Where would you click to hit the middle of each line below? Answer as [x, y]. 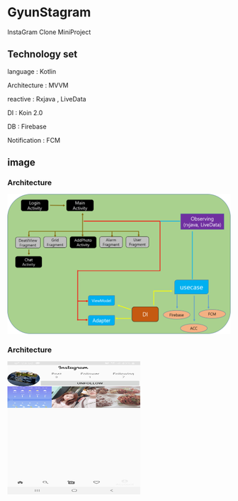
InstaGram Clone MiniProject [49, 32]
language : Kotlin [32, 71]
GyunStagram [49, 12]
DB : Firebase [27, 126]
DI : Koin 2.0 [25, 112]
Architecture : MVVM [38, 85]
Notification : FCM [34, 140]
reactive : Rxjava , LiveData [47, 99]
